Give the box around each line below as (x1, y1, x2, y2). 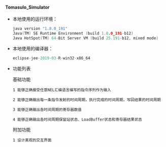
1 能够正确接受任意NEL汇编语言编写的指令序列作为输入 (12, 87, 112, 93)
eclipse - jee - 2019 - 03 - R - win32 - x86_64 (12, 55, 90, 61)
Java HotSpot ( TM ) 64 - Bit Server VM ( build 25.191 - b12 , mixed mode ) (12, 36, 159, 41)
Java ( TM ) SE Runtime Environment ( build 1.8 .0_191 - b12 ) (12, 31, 134, 36)
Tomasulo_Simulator (5, 4, 50, 10)
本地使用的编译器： (12, 45, 53, 51)
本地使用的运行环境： (12, 16, 57, 22)
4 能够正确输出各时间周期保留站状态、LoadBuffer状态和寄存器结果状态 (12, 117, 142, 122)
